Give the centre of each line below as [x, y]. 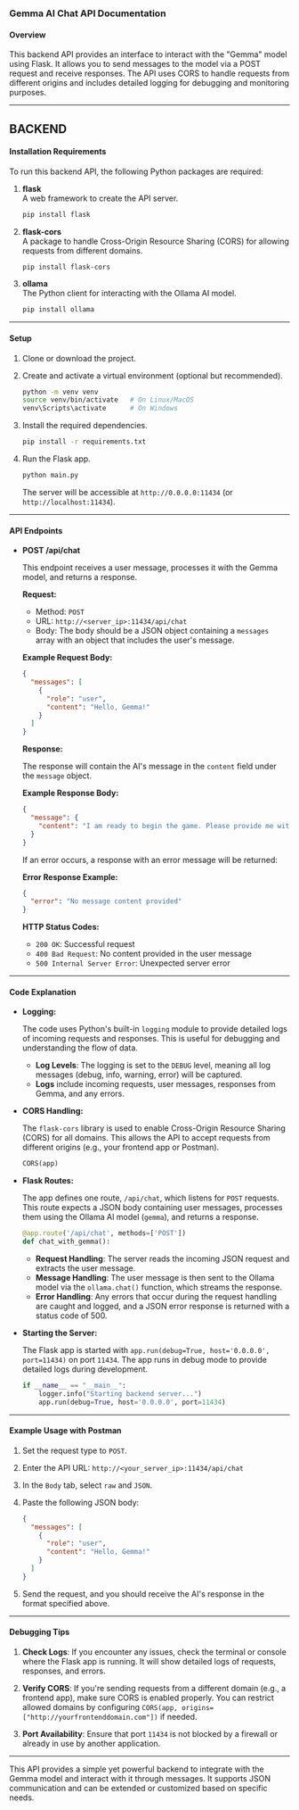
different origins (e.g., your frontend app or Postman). [121, 1147]
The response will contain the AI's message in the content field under [149, 767]
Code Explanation [43, 992]
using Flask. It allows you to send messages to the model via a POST [135, 64]
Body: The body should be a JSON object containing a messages [152, 631]
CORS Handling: [53, 1111]
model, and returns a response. [80, 577]
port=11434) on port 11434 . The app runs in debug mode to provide [144, 1359]
